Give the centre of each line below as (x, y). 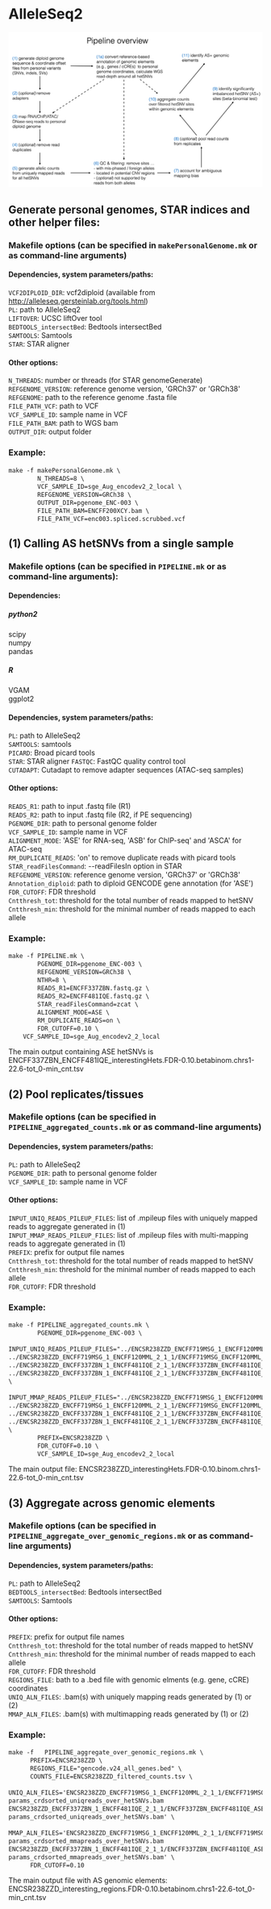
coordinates (28, 1688)
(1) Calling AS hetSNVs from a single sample (121, 543)
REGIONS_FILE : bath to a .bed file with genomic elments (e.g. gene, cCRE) (129, 1679)
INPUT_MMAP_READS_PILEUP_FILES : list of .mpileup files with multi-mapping (128, 1235)
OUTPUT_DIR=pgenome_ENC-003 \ (88, 502)
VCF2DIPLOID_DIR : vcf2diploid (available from (82, 293)
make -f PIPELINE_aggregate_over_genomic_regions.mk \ (106, 1753)
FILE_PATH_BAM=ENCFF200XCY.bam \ (94, 511)
